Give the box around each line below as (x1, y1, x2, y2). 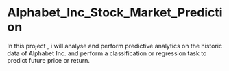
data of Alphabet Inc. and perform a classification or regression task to (7, 49, 207, 57)
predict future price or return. (7, 56, 91, 64)
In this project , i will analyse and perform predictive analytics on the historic (7, 42, 223, 50)
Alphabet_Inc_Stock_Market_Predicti (7, 5, 223, 20)
